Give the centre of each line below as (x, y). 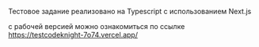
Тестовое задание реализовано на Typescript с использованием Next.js (130, 11)
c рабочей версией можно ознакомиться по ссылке (97, 26)
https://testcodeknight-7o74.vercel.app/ (73, 35)
